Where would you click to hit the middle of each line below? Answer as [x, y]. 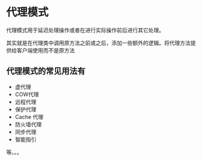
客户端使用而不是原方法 [46, 50]
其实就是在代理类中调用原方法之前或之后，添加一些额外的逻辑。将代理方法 [98, 43]
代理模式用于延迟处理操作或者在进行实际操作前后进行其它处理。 [85, 30]
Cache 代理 [29, 117]
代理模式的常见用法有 [46, 71]
